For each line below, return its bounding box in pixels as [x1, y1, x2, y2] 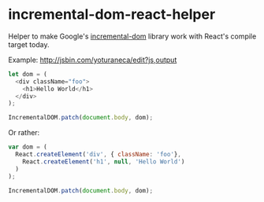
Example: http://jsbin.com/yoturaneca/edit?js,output [8, 55, 177, 64]
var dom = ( [8, 143, 47, 151]
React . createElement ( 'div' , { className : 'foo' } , [15, 151, 181, 159]
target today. [8, 39, 50, 49]
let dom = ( [8, 70, 47, 78]
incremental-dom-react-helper [8, 6, 216, 24]
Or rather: [8, 128, 40, 138]
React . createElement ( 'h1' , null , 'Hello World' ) [22, 157, 185, 166]
